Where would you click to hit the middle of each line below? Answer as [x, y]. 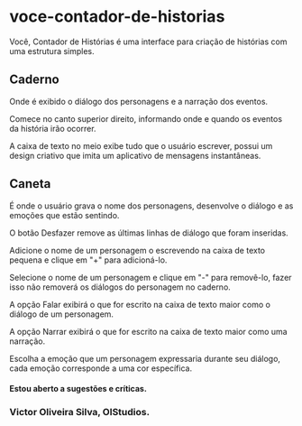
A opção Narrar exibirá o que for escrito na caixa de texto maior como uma [148, 331]
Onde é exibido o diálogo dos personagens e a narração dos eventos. [139, 101]
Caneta [30, 184]
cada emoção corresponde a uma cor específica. [101, 368]
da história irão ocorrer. [53, 128]
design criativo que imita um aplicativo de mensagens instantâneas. [135, 155]
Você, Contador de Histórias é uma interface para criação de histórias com [148, 42]
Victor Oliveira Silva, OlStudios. [80, 412]
